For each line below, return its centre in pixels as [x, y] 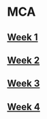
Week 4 [24, 107]
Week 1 [22, 37]
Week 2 [23, 60]
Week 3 [23, 84]
